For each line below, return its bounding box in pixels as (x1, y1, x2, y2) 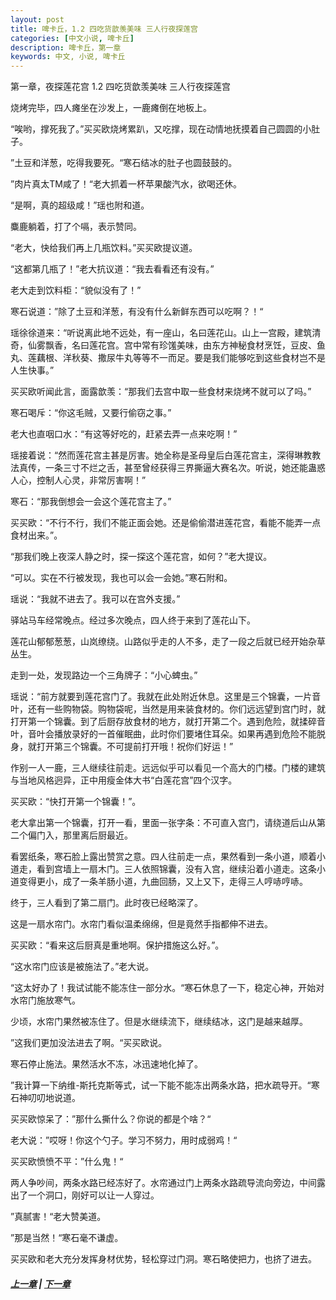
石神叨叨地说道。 (10, 1092, 81, 1104)
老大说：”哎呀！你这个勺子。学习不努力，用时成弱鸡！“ (10, 1134, 238, 1146)
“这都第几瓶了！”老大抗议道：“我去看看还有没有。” (10, 263, 215, 275)
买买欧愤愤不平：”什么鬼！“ (10, 1156, 124, 1168)
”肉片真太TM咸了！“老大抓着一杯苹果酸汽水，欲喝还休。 (10, 178, 243, 190)
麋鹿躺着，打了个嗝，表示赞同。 (10, 221, 142, 233)
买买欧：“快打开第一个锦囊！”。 (10, 796, 142, 808)
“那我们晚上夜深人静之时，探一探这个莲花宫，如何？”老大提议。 (10, 551, 273, 563)
